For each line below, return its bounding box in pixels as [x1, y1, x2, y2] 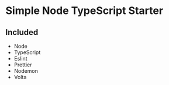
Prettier [13, 61, 32, 68]
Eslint [13, 55, 27, 62]
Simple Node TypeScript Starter [5, 4, 164, 17]
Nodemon [13, 68, 39, 74]
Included [5, 27, 39, 37]
